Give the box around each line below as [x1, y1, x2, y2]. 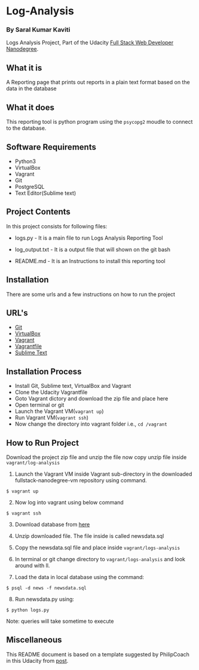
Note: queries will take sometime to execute [6, 617, 114, 625]
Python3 [14, 157, 36, 165]
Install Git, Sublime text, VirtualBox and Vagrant [14, 383, 131, 390]
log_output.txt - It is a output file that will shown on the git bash [14, 246, 170, 253]
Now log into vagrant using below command [14, 498, 124, 506]
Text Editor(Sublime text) [14, 189, 76, 197]
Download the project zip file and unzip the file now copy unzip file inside [6, 453, 187, 461]
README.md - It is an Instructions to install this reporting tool [14, 257, 166, 264]
